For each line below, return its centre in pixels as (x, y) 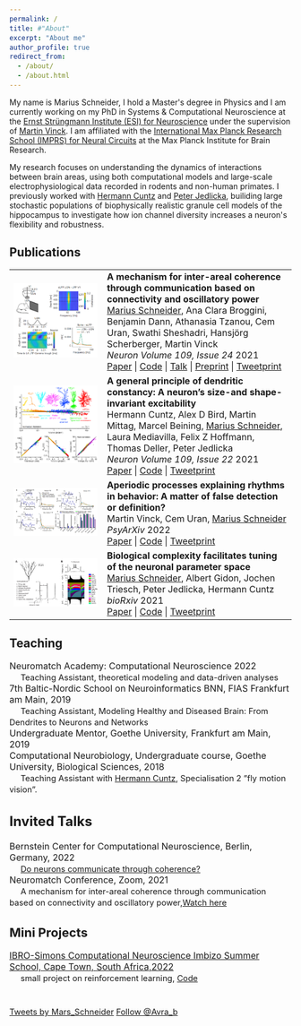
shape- (266, 392)
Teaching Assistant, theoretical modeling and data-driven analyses (150, 677)
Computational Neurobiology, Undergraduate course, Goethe (138, 755)
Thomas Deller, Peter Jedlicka (170, 448)
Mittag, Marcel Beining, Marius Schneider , (195, 426)
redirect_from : (38, 57)
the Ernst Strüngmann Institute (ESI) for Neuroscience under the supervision (150, 121)
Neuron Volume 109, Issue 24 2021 (183, 355)
